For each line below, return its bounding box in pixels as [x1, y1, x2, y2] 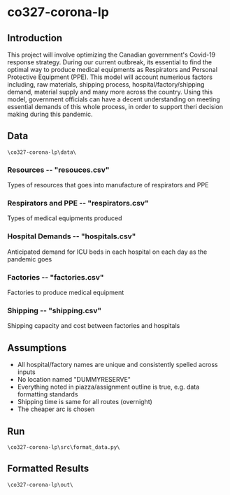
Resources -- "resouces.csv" [7, 165, 110, 175]
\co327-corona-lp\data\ [7, 148, 77, 156]
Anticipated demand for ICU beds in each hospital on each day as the [7, 247, 208, 256]
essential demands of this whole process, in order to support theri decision [7, 103, 224, 110]
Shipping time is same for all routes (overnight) [17, 398, 152, 406]
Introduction [7, 32, 63, 44]
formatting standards [17, 390, 78, 399]
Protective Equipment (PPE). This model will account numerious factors [7, 73, 213, 81]
